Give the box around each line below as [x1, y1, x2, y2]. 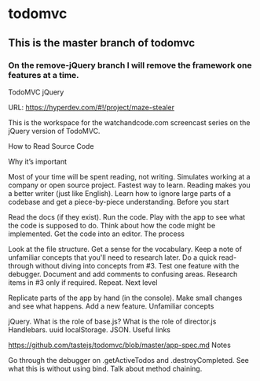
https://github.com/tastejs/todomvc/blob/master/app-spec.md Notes [8, 340, 232, 350]
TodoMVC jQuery [8, 87, 64, 97]
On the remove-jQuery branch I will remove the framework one [8, 60, 252, 71]
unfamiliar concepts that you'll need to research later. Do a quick [8, 253, 218, 262]
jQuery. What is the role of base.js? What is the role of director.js [8, 316, 217, 326]
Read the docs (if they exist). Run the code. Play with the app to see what [8, 212, 246, 221]
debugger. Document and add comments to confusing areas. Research [8, 269, 238, 279]
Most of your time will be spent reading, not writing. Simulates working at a [8, 172, 251, 181]
